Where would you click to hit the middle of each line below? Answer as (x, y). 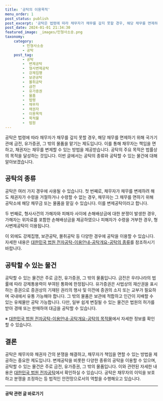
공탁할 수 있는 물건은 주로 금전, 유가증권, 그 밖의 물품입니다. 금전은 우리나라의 (78, 278)
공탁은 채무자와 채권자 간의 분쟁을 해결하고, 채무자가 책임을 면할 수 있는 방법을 (79, 354)
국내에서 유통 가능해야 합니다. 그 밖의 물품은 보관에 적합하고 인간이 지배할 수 (82, 296)
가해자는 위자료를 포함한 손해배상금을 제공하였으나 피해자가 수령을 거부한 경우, (79, 220)
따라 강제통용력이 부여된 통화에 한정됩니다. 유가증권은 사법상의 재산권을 (81, 284)
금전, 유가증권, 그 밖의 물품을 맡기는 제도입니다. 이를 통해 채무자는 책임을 (82, 143)
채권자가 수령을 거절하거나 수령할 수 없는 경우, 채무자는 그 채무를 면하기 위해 (82, 197)
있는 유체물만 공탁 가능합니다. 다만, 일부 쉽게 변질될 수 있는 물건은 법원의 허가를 (80, 302)
